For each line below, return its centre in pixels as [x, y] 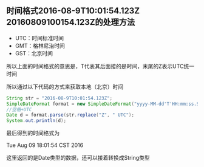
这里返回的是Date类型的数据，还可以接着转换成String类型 [78, 158]
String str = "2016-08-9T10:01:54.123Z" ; [59, 98]
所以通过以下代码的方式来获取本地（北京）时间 [65, 86]
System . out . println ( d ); [36, 121]
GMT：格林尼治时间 [40, 46]
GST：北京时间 [34, 53]
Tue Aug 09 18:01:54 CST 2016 [45, 145]
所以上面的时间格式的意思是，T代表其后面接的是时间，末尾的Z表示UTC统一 [100, 66]
